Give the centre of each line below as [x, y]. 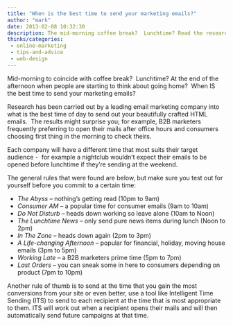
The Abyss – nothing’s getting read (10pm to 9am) [88, 198]
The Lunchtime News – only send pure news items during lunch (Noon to [121, 221]
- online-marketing [38, 46]
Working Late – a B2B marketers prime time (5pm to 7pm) [99, 257]
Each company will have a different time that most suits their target [103, 149]
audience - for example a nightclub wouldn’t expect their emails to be [107, 157]
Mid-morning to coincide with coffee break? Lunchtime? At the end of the [113, 78]
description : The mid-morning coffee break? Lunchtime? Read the [105, 33]
